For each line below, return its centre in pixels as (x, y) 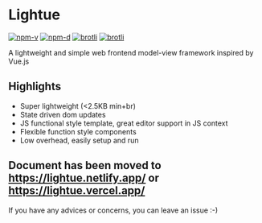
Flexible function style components (78, 131)
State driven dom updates (63, 114)
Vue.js (19, 61)
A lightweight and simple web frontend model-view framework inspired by (131, 52)
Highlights (35, 87)
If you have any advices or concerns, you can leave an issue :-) (113, 210)
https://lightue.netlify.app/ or (84, 178)
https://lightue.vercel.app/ (77, 191)
